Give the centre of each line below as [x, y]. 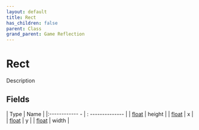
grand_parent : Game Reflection [46, 34]
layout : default [27, 12]
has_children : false [32, 23]
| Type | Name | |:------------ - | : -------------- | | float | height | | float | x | [100, 114]
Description [21, 81]
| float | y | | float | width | [38, 120]
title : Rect [21, 17]
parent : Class [24, 29]
